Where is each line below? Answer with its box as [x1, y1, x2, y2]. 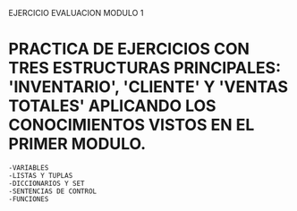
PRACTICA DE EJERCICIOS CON [8, 39, 250, 59]
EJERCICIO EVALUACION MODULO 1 [8, 8, 144, 18]
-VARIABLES [8, 163, 49, 173]
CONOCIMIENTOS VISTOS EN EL [8, 115, 255, 135]
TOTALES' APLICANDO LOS [8, 96, 216, 116]
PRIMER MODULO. [8, 134, 147, 155]
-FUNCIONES [8, 194, 49, 204]
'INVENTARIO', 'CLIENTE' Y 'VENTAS [8, 77, 288, 97]
